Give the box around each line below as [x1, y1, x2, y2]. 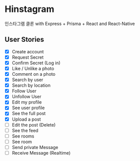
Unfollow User [11, 94, 42, 100]
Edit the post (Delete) [11, 122, 56, 128]
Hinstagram [4, 3, 54, 15]
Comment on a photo [11, 71, 56, 77]
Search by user [11, 77, 43, 83]
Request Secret [11, 54, 44, 60]
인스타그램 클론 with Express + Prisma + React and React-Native [4, 20, 135, 26]
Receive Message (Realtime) [11, 150, 71, 156]
